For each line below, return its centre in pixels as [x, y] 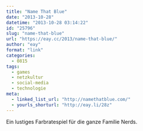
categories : [21, 55]
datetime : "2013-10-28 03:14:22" [47, 22]
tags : [13, 66]
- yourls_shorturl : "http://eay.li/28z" [62, 105]
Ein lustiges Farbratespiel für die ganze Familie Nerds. [72, 122]
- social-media [30, 83]
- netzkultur [27, 77]
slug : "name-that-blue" [35, 34]
